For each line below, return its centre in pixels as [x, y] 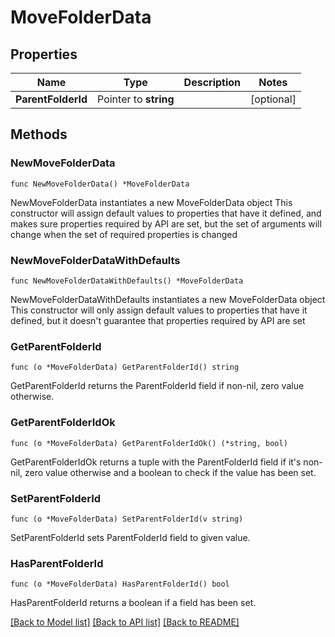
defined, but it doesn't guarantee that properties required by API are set [158, 320]
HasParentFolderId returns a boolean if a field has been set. [133, 603]
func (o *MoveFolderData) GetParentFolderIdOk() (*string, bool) [149, 443]
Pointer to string [136, 99]
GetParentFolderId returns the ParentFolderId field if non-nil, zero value [157, 386]
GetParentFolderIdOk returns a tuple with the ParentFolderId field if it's [156, 462]
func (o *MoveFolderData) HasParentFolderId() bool [120, 584]
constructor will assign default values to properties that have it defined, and [166, 213]
